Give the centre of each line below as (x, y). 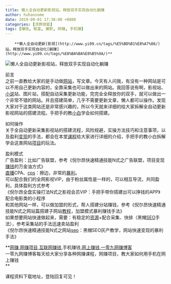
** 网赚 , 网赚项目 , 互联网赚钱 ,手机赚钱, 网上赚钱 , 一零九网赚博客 (69, 247)
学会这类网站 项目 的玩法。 (32, 143)
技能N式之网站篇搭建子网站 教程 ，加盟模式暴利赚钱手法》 (65, 211)
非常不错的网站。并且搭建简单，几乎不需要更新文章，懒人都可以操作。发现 (88, 100)
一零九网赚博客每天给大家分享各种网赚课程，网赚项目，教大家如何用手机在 (83, 254)
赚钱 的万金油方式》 (25, 167)
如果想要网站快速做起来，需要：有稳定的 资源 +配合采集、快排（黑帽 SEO (80, 218)
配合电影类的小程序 (25, 198)
